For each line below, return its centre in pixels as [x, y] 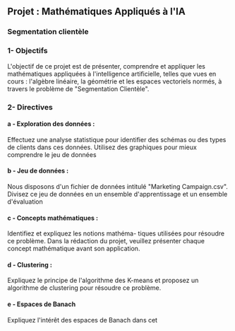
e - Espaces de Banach [42, 304]
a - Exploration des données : [51, 124]
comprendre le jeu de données [52, 154]
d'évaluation [25, 202]
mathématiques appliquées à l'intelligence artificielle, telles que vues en [112, 74]
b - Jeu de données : [38, 171]
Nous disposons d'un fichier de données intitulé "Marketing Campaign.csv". [117, 186]
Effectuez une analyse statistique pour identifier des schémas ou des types [117, 139]
